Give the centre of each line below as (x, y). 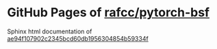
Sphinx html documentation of (50, 31)
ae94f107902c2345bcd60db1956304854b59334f (78, 38)
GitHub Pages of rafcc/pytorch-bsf (108, 13)
